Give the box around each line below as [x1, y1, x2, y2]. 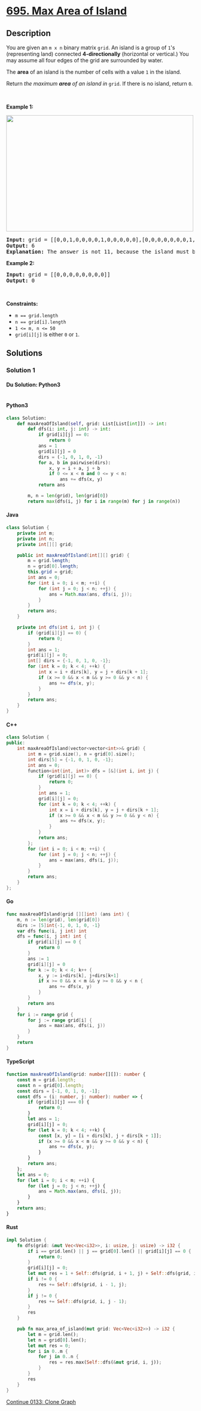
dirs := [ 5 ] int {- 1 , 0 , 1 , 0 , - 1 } [17, 922, 100, 928]
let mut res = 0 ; [28, 1343, 71, 1349]
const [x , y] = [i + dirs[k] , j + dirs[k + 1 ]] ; [38, 1133, 162, 1139]
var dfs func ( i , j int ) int [17, 928, 87, 934]
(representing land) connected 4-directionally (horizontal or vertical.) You [6, 50, 190, 58]
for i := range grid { [17, 1011, 74, 1017]
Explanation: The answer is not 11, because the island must [6, 248, 190, 255]
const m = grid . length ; [17, 1077, 77, 1083]
